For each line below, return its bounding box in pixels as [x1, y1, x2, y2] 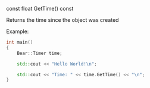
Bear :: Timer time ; [17, 50, 62, 56]
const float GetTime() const [6, 5, 74, 12]
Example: [6, 28, 29, 35]
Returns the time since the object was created [6, 17, 119, 23]
